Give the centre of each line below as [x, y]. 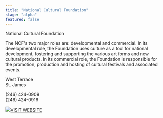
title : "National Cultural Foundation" [47, 10]
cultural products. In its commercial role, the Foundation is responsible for [81, 59]
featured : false [22, 19]
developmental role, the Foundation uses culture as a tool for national [77, 49]
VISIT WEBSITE [26, 110]
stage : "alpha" [21, 15]
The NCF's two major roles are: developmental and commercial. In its [76, 43]
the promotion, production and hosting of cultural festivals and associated [81, 65]
